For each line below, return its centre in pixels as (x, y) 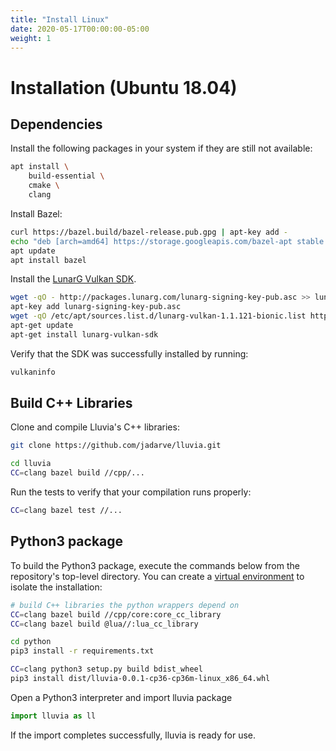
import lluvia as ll (53, 716)
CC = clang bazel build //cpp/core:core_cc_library (116, 614)
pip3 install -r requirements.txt (82, 651)
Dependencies (56, 124)
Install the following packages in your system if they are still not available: (161, 148)
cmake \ (44, 186)
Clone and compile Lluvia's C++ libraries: (95, 427)
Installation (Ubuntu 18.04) (124, 87)
